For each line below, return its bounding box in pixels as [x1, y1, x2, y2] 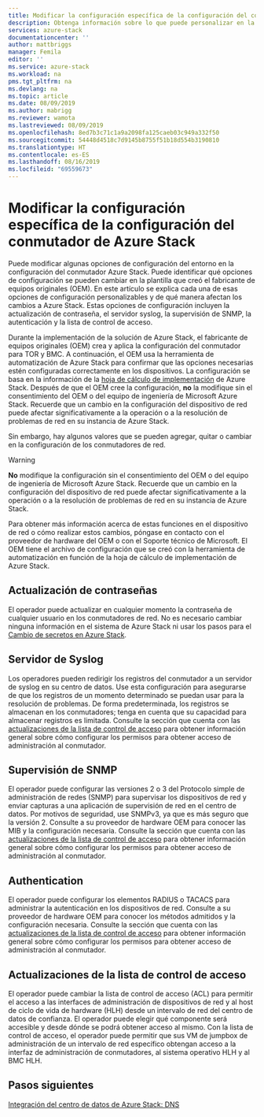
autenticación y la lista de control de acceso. [8, 317, 153, 327]
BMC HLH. [8, 1056, 42, 1065]
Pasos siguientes [8, 1078, 94, 1092]
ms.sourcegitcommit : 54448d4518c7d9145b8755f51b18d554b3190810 [8, 135, 220, 144]
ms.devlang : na [8, 84, 58, 93]
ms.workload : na [8, 70, 61, 78]
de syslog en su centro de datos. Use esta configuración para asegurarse [8, 682, 247, 692]
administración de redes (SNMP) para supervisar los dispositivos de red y [8, 792, 247, 802]
